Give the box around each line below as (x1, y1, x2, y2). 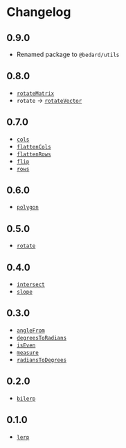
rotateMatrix (16, 90, 55, 97)
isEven (16, 342, 36, 349)
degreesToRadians (16, 334, 67, 341)
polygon (16, 204, 39, 211)
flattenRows (16, 151, 51, 158)
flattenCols (16, 143, 51, 150)
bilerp (16, 395, 36, 402)
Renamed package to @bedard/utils (16, 50, 120, 58)
